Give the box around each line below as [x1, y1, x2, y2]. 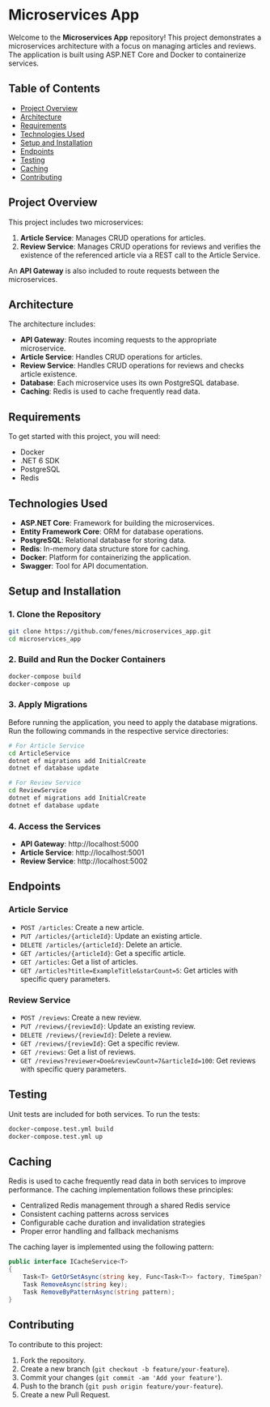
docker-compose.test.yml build [8, 1124, 114, 1133]
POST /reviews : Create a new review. [19, 1013, 141, 1022]
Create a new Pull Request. [19, 1389, 111, 1399]
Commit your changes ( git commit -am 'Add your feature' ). [19, 1372, 223, 1382]
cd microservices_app [8, 634, 82, 643]
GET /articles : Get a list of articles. [19, 957, 139, 966]
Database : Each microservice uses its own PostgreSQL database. [19, 378, 240, 388]
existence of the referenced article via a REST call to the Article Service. [19, 249, 260, 260]
